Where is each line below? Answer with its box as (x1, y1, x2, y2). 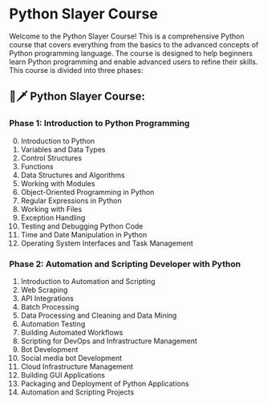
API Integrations (20, 294, 75, 303)
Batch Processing (20, 302, 79, 311)
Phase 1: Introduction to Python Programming (9, 118, 190, 129)
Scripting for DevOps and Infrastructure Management (20, 336, 197, 346)
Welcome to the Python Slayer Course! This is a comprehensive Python (9, 31, 245, 41)
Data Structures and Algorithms (20, 170, 125, 180)
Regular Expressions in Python (20, 196, 123, 205)
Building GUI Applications (20, 370, 105, 379)
